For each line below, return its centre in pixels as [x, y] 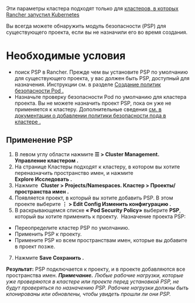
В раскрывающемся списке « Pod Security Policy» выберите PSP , [97, 210]
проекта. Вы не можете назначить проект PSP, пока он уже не [93, 103]
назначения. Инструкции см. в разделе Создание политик [88, 84]
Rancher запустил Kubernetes [43, 15]
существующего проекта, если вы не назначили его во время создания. [97, 32]
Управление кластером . [47, 160]
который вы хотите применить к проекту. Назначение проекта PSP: [100, 216]
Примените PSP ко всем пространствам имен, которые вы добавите [101, 240]
